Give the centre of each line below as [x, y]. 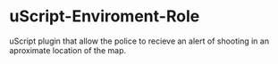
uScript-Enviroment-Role [105, 16]
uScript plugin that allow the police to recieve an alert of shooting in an [139, 41]
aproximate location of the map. [68, 50]
